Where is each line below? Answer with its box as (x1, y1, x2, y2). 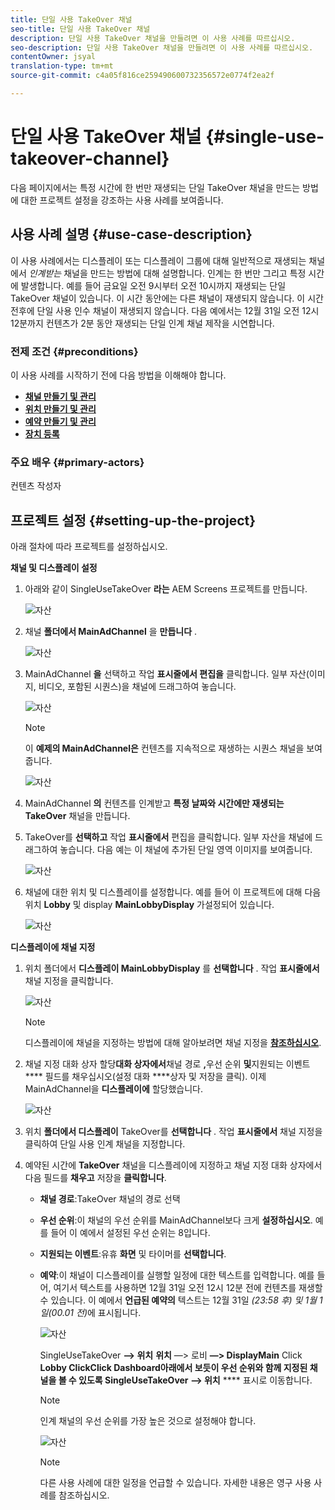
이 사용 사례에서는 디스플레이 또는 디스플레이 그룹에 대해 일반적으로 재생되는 (10, 254, 307, 266)
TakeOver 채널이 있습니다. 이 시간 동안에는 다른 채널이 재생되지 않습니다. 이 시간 (10, 292, 324, 304)
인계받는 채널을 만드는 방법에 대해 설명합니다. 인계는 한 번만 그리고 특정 (28, 267, 307, 279)
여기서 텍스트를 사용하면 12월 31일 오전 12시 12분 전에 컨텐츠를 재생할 (53, 1282, 323, 1294)
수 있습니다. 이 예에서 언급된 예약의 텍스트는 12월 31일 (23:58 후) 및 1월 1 (39, 1294, 323, 1306)
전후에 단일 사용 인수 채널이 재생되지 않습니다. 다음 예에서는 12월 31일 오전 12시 (10, 304, 320, 316)
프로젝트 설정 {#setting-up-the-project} (10, 512, 257, 529)
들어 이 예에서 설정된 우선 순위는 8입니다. (50, 1227, 211, 1239)
